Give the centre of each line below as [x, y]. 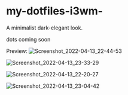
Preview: [17, 51]
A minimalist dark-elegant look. [44, 28]
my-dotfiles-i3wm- [55, 11]
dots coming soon [28, 39]
